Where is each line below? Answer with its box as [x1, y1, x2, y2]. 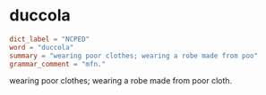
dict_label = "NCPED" [9, 35, 90, 44]
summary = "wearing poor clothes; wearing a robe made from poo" [9, 51, 258, 60]
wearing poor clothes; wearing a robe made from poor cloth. [9, 75, 233, 86]
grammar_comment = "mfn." [9, 59, 106, 68]
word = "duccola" [9, 43, 74, 51]
